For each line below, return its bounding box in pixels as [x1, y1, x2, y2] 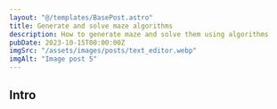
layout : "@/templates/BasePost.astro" [9, 13, 153, 22]
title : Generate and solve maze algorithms [9, 21, 174, 30]
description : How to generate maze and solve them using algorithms [9, 29, 269, 38]
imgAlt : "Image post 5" [9, 54, 98, 63]
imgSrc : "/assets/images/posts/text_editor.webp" [9, 46, 198, 55]
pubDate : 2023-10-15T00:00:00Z [9, 38, 126, 47]
